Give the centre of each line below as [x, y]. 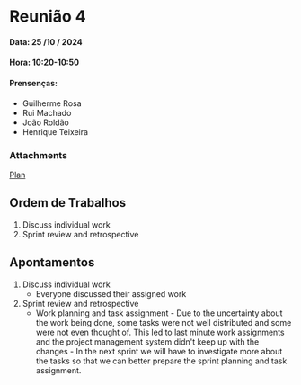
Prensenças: [34, 83]
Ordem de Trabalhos [68, 203]
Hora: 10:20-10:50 [44, 63]
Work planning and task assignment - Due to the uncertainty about [159, 313]
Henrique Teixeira [55, 131]
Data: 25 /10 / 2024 [46, 41]
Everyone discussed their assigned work [111, 293]
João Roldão [45, 122]
